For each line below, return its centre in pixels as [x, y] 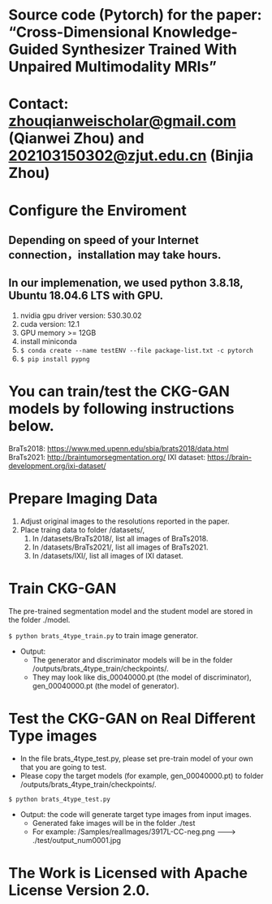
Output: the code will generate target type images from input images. [136, 814]
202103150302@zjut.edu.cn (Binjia [131, 156]
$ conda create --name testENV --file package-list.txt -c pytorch [136, 350]
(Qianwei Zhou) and [76, 139]
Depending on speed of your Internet [104, 240]
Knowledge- [195, 32]
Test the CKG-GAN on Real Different [132, 718]
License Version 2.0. [79, 890]
